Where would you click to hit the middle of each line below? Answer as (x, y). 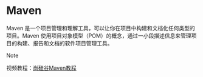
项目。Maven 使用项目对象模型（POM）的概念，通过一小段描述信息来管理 (99, 35)
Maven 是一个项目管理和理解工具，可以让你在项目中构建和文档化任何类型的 (101, 28)
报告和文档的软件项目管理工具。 (73, 43)
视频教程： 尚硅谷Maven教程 (42, 68)
